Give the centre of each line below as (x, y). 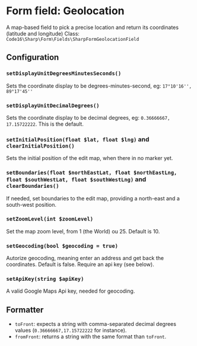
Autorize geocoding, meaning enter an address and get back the (85, 258)
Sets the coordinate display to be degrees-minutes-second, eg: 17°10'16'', (99, 86)
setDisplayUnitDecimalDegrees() (53, 105)
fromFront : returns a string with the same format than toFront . (90, 337)
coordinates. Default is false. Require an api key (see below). (80, 264)
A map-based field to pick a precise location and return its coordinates (93, 27)
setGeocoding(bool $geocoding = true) (62, 246)
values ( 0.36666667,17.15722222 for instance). (71, 331)
